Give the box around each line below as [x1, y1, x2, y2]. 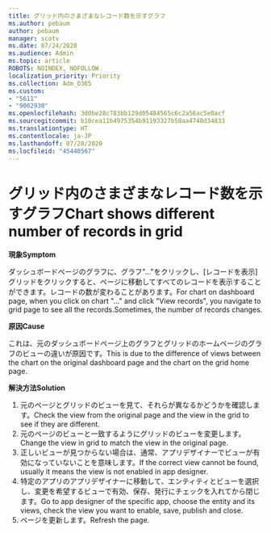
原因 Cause [8, 321, 45, 331]
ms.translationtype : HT [8, 124, 89, 132]
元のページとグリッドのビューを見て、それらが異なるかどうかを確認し [19, 401, 253, 410]
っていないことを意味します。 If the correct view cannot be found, [41, 458, 260, 468]
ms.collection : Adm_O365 [8, 79, 92, 87]
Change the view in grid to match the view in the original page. [19, 438, 228, 448]
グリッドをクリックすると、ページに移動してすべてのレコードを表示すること [8, 277, 262, 287]
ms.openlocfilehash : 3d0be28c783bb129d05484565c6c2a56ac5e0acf [8, 110, 226, 118]
